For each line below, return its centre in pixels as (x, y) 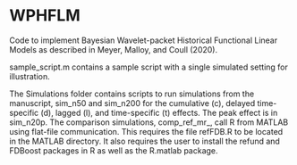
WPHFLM (45, 16)
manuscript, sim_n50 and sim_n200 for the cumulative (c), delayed (132, 103)
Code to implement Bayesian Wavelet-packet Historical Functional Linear (144, 40)
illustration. (30, 76)
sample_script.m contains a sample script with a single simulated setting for (149, 67)
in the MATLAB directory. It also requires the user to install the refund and (144, 141)
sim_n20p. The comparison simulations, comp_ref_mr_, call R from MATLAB (149, 122)
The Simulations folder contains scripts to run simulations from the (132, 94)
